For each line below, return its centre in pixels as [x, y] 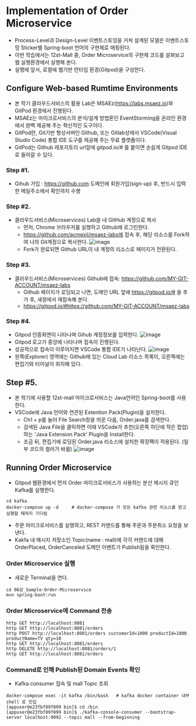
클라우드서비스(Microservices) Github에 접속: [67, 278]
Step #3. [18, 265]
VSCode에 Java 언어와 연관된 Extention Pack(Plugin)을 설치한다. [90, 412]
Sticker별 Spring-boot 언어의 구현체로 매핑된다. [76, 48]
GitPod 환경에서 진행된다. [44, 110]
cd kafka [17, 501]
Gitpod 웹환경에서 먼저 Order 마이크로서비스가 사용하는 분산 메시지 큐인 [97, 483]
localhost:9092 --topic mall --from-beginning [82, 717]
